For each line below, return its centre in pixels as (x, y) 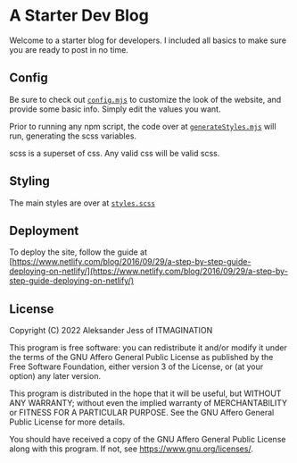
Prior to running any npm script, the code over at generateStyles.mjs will (143, 126)
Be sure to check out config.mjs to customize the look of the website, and (145, 99)
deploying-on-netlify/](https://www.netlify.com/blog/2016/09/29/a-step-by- (148, 271)
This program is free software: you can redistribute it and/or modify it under (148, 348)
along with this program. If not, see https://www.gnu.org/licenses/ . (132, 449)
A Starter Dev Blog (79, 16)
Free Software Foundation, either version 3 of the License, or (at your (136, 366)
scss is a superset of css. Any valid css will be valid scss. (115, 153)
